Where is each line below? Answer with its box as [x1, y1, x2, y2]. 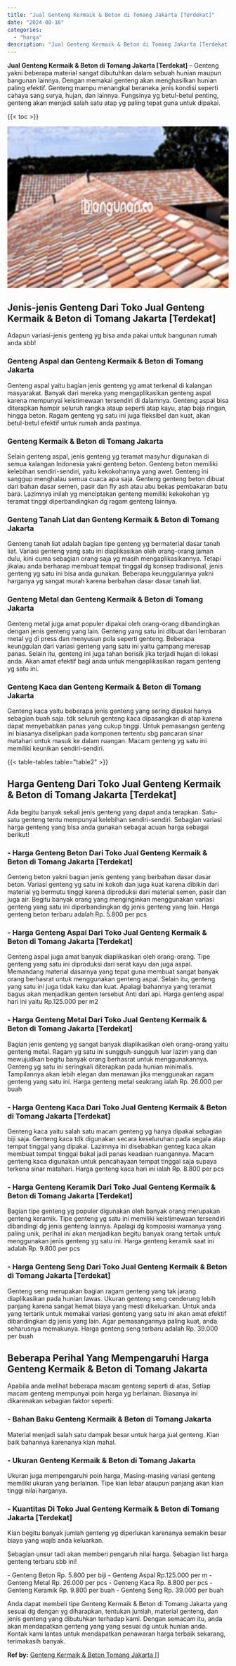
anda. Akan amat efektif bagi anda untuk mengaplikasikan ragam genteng [7, 657, 221, 665]
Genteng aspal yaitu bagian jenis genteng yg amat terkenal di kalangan [7, 381, 213, 390]
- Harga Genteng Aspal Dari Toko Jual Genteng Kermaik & [7, 927, 207, 937]
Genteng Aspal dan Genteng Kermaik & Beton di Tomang [7, 356, 204, 366]
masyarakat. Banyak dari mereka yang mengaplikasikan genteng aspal [7, 388, 211, 397]
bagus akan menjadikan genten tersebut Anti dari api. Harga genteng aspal [7, 990, 224, 998]
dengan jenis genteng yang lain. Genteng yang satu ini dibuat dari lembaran [7, 627, 226, 635]
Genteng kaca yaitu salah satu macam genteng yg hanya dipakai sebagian [7, 1127, 223, 1136]
